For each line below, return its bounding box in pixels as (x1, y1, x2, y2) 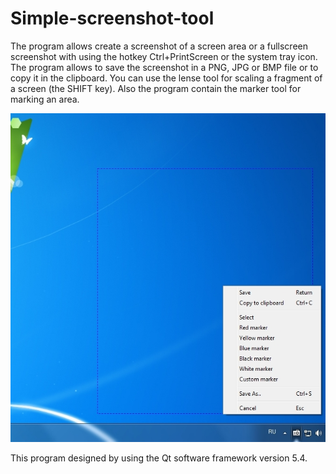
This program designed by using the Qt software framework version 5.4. (10, 452, 308, 464)
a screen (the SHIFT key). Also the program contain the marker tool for (10, 82, 302, 94)
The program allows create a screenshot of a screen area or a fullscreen (10, 40, 308, 52)
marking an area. (10, 93, 80, 105)
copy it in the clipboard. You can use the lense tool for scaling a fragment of (10, 72, 323, 84)
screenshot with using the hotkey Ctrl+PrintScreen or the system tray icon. (10, 50, 318, 62)
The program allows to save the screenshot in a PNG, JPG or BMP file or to (10, 61, 319, 73)
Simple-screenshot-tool (10, 7, 215, 30)
